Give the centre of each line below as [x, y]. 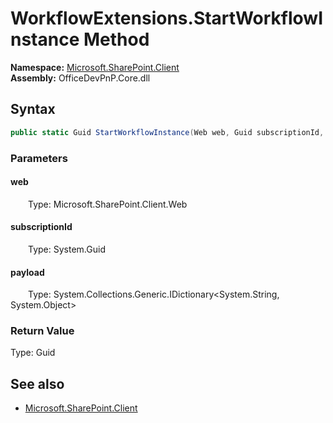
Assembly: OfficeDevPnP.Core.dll [80, 78]
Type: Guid [33, 353]
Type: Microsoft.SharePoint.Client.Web [108, 204]
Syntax [33, 109]
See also [37, 383]
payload [27, 272]
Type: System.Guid [67, 249]
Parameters [39, 158]
